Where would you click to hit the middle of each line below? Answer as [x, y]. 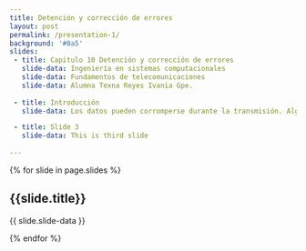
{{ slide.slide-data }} [47, 220]
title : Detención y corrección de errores [91, 18]
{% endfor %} [36, 238]
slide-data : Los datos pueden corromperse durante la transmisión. [152, 111]
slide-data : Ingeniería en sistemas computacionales [123, 69]
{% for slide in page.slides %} [65, 170]
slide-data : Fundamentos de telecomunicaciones [113, 77]
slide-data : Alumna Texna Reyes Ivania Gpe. [107, 85]
